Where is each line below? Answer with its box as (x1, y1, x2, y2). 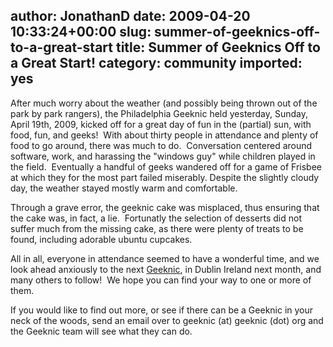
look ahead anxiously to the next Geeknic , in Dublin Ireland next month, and (10, 263, 322, 275)
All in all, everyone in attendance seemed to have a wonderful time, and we (10, 252, 320, 264)
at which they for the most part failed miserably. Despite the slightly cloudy (10, 171, 320, 183)
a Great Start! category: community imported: (10, 55, 303, 72)
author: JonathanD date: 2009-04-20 (10, 8, 251, 25)
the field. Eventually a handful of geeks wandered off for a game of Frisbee (10, 160, 323, 173)
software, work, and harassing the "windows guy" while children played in (10, 150, 316, 162)
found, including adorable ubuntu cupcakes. (10, 233, 193, 245)
